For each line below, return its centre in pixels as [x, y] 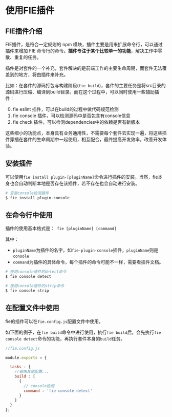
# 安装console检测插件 [27, 193]
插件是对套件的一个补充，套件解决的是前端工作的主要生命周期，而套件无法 [84, 68]
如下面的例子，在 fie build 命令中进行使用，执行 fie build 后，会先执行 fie [83, 332]
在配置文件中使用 [32, 308]
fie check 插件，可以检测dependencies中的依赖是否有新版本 [76, 122]
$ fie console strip [27, 291]
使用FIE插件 [30, 11]
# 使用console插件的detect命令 [36, 272]
